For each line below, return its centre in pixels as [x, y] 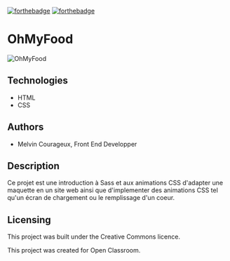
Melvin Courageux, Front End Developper [77, 144]
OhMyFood [40, 39]
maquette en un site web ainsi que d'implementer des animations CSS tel [113, 190]
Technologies [38, 81]
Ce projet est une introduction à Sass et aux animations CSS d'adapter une [115, 183]
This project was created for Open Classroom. [74, 250]
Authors [26, 127]
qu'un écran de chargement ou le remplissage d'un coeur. [91, 198]
